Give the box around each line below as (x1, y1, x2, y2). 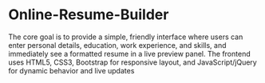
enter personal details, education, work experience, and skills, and (8, 40, 227, 49)
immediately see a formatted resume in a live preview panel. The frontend (8, 49, 251, 58)
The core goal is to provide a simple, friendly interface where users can (8, 32, 243, 41)
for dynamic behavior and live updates (8, 65, 135, 75)
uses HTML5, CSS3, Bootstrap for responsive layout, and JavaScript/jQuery (8, 57, 257, 67)
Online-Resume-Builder (8, 6, 169, 24)
